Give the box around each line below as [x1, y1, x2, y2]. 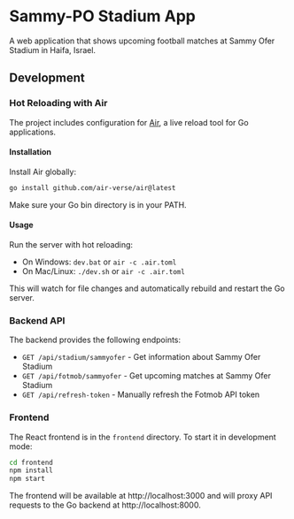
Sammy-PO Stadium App [9, 6, 197, 27]
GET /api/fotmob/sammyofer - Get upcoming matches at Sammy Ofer [21, 370, 272, 381]
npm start [9, 475, 46, 484]
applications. [9, 126, 56, 137]
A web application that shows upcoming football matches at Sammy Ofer [9, 35, 275, 46]
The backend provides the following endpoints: [9, 334, 182, 346]
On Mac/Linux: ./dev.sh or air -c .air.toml [21, 265, 186, 276]
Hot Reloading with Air [9, 97, 108, 110]
